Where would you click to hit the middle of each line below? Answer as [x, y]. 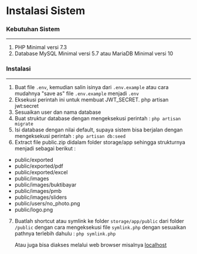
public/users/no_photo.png [47, 203]
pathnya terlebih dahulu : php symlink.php [65, 233]
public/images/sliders [41, 197]
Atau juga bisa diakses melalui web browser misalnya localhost [91, 245]
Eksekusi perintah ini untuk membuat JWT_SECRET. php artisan [91, 99]
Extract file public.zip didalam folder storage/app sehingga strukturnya [100, 142]
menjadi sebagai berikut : [45, 148]
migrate [24, 124]
